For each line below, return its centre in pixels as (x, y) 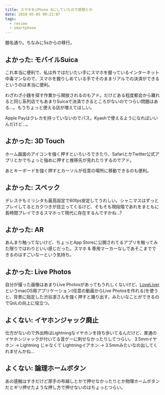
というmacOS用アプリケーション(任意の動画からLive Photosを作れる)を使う (82, 291)
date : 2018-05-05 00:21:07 (33, 14)
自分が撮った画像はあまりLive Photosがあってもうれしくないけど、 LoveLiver (82, 285)
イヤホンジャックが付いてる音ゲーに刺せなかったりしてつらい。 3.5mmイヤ (81, 339)
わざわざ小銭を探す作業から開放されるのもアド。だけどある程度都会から (78, 95)
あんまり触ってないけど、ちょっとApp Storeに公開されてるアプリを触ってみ (82, 242)
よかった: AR (25, 230)
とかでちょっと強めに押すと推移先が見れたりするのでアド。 (74, 160)
